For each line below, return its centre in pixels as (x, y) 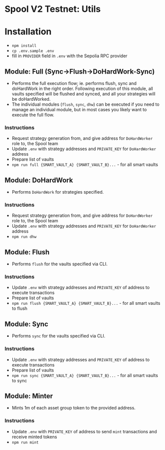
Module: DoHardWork (39, 180)
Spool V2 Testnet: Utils (53, 9)
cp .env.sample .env (33, 51)
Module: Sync (26, 324)
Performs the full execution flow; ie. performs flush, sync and (74, 83)
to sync (20, 380)
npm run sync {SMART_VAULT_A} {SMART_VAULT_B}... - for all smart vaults (85, 375)
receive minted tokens (34, 437)
